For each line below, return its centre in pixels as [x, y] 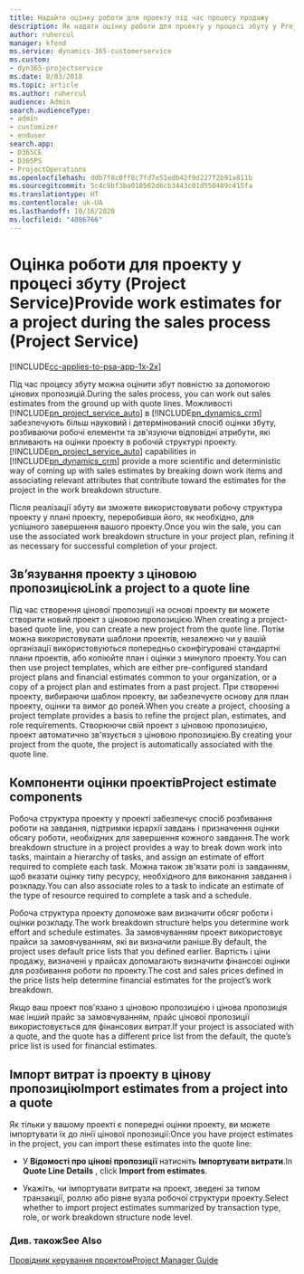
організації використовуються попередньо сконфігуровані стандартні [145, 649]
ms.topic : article [44, 85]
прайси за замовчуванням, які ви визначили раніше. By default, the [138, 942]
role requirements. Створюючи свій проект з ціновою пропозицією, [139, 726]
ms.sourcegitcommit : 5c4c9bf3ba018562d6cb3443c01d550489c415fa [131, 186]
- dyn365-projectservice [56, 69]
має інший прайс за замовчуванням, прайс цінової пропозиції [130, 1017]
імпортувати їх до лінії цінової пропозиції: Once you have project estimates [152, 1134]
